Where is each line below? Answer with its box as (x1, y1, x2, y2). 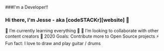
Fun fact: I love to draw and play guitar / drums (5, 41, 101, 47)
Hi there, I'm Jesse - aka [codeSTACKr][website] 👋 (5, 16, 130, 23)
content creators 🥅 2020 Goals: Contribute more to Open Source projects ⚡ (5, 33, 160, 39)
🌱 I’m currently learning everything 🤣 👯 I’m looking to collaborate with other (5, 28, 159, 34)
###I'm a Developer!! (5, 4, 49, 10)
